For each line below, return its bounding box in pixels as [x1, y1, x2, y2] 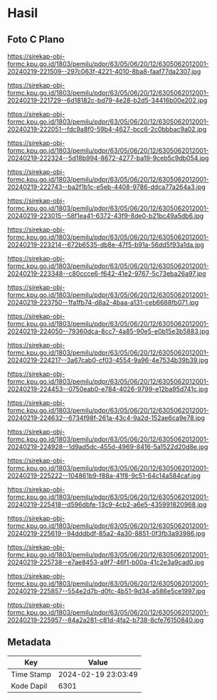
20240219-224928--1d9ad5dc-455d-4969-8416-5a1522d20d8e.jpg [7, 443, 208, 451]
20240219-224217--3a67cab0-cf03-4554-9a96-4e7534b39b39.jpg [7, 356, 208, 364]
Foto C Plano [7, 33, 65, 45]
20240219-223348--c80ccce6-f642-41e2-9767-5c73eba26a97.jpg [7, 269, 206, 278]
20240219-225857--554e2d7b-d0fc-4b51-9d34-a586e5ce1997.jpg [7, 587, 206, 595]
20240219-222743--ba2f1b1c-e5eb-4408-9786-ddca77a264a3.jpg [7, 183, 206, 191]
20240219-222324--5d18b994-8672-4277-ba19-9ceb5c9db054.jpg [7, 154, 209, 162]
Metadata [7, 636, 51, 648]
